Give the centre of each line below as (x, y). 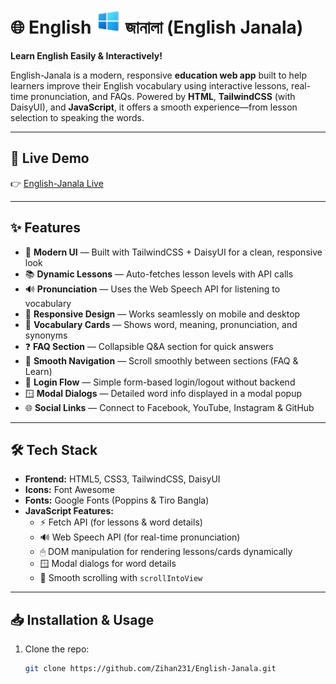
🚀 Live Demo (50, 158)
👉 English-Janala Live (57, 183)
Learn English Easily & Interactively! (86, 55)
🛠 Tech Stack (54, 449)
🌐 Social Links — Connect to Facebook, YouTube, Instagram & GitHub (169, 407)
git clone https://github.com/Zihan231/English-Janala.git (150, 669)
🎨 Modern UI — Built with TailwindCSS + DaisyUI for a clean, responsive (173, 252)
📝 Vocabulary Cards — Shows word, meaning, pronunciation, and (161, 324)
